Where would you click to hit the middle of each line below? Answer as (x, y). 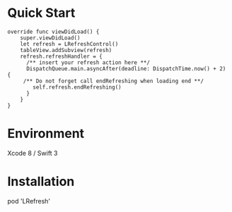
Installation (41, 182)
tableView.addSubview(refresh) (66, 50)
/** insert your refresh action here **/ (88, 62)
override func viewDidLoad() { (53, 32)
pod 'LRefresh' (29, 201)
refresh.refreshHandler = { (61, 56)
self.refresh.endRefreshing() (77, 87)
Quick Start (41, 13)
